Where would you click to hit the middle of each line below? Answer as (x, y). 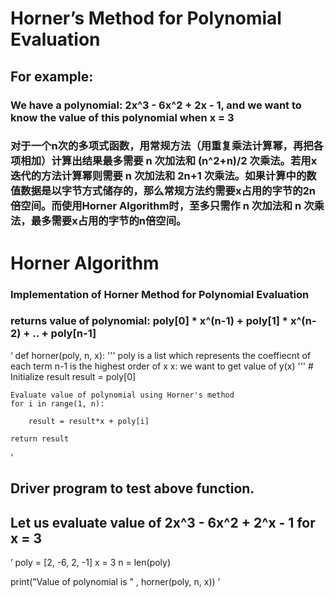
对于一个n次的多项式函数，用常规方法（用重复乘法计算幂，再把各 (167, 146)
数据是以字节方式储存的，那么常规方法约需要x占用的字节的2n (168, 191)
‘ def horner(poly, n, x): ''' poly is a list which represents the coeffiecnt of (161, 355)
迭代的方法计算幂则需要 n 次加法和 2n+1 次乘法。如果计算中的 (158, 176)
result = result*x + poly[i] (89, 421)
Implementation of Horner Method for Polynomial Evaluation (160, 294)
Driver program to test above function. (132, 488)
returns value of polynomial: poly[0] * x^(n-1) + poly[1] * (149, 321)
